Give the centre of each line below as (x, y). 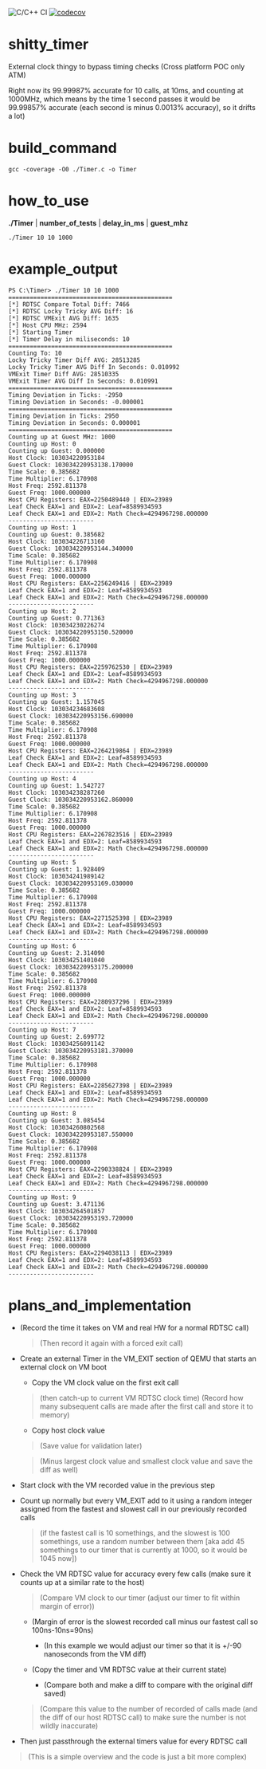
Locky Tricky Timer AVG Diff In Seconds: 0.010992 (94, 367)
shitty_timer (49, 45)
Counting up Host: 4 (43, 778)
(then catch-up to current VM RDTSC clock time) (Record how (142, 1398)
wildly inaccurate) (69, 1725)
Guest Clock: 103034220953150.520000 (71, 632)
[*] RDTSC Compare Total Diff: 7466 (69, 304)
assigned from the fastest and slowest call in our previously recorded (133, 1509)
